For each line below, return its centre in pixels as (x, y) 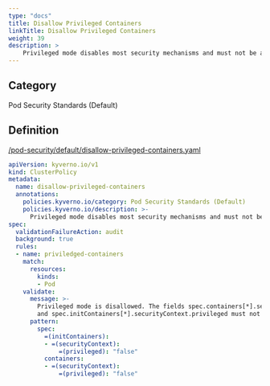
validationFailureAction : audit (70, 232)
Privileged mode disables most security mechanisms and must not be (140, 53)
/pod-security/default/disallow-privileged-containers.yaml (104, 150)
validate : (39, 292)
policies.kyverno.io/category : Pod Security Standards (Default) (135, 202)
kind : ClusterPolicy (43, 172)
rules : (27, 247)
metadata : (25, 179)
